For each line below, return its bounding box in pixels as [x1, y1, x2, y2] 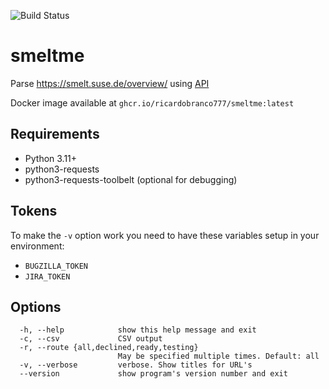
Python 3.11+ [24, 152, 78, 164]
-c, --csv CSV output [19, 334, 163, 344]
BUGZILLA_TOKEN [24, 261, 89, 271]
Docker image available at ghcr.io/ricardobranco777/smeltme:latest [10, 96, 295, 109]
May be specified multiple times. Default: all [117, 351, 320, 362]
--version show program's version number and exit [19, 369, 288, 379]
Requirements [10, 126, 100, 143]
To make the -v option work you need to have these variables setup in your [10, 229, 320, 241]
